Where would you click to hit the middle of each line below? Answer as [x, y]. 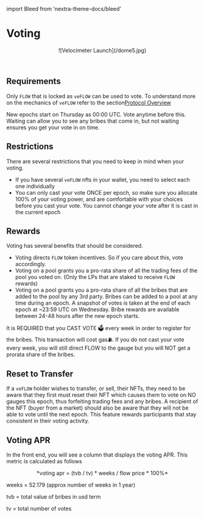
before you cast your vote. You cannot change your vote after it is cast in [107, 205]
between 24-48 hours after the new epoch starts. [77, 316]
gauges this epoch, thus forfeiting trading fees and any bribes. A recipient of [102, 402]
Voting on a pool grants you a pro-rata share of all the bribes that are [101, 290]
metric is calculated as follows [44, 461]
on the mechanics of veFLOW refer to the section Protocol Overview [89, 103]
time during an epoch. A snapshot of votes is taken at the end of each [103, 303]
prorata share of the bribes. [41, 355]
